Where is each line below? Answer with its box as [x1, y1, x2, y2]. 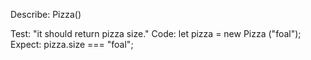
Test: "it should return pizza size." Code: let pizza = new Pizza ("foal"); [10, 28, 302, 39]
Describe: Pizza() [10, 9, 82, 20]
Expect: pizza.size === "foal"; [10, 39, 134, 50]
